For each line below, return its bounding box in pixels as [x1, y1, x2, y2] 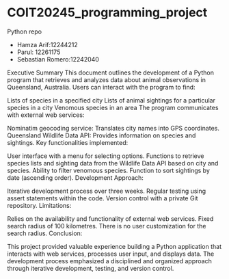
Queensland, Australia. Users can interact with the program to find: [7, 83, 196, 91]
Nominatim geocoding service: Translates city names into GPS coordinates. [7, 124, 220, 132]
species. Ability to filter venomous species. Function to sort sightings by [7, 166, 211, 174]
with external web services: [7, 111, 85, 119]
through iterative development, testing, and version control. [7, 264, 174, 272]
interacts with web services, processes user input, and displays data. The [7, 250, 215, 258]
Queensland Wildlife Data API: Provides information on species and [7, 131, 196, 139]
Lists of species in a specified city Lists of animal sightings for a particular [7, 96, 215, 104]
